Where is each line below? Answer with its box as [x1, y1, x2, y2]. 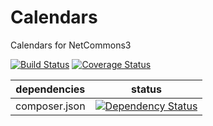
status [131, 82, 163, 96]
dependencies [15, 82, 86, 96]
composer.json [15, 99, 86, 113]
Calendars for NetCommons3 [10, 39, 132, 51]
